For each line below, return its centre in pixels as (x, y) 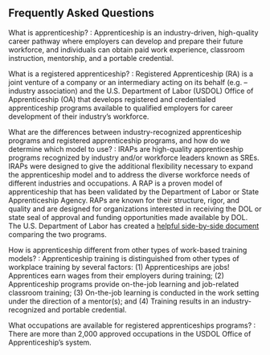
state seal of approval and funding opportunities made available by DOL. (128, 217)
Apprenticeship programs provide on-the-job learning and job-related (124, 284)
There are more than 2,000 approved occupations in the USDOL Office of (130, 333)
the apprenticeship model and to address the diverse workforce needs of (129, 174)
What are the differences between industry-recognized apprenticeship (125, 132)
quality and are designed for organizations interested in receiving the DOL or (135, 209)
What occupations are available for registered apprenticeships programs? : (132, 325)
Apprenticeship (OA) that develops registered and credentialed (112, 99)
